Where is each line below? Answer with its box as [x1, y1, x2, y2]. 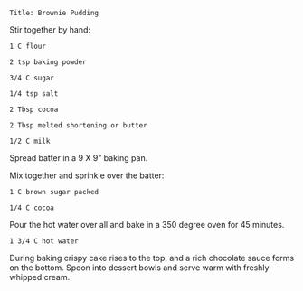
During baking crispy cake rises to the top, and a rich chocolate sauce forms [9, 253, 295, 263]
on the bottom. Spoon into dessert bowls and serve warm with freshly [9, 262, 270, 273]
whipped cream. [9, 272, 71, 282]
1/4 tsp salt [9, 89, 59, 99]
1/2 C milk [9, 136, 51, 145]
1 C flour [9, 42, 47, 51]
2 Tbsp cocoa [9, 105, 59, 114]
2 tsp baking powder [9, 58, 88, 67]
